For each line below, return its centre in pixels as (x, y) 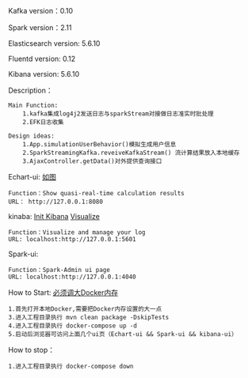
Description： (31, 90)
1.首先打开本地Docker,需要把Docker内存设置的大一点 (85, 309)
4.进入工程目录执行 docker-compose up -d (72, 326)
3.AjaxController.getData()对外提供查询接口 (92, 161)
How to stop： (32, 350)
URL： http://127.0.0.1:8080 (55, 202)
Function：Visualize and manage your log (77, 232)
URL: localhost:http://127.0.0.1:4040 (72, 277)
